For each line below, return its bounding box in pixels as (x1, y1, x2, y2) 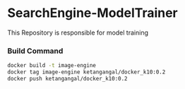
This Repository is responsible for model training (7, 28, 148, 37)
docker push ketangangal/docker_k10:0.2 (7, 75, 129, 82)
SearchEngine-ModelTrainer (7, 5, 178, 21)
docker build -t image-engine (7, 62, 97, 69)
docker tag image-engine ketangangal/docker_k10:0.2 (7, 69, 166, 76)
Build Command (7, 46, 64, 56)
